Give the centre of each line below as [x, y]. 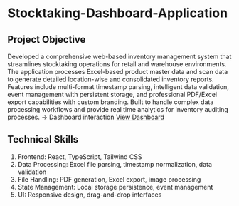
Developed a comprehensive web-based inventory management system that [119, 56]
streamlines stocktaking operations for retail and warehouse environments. [117, 64]
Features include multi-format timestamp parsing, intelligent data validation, [118, 87]
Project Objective [47, 40]
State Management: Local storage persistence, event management [115, 187]
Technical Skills [43, 139]
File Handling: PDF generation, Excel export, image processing [109, 179]
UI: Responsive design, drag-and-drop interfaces [90, 195]
